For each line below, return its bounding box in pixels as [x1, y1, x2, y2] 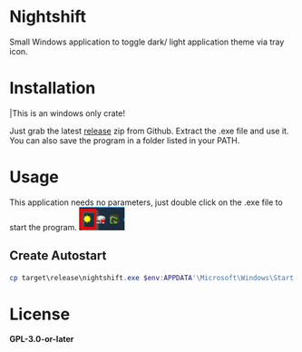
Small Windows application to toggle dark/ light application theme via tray [9, 36, 285, 47]
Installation [9, 78, 96, 99]
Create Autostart [9, 248, 107, 264]
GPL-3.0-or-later [9, 334, 74, 345]
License [9, 304, 71, 324]
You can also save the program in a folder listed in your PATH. [9, 134, 240, 146]
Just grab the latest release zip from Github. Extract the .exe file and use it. [9, 125, 289, 136]
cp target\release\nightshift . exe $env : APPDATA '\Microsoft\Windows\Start [9, 273, 295, 282]
